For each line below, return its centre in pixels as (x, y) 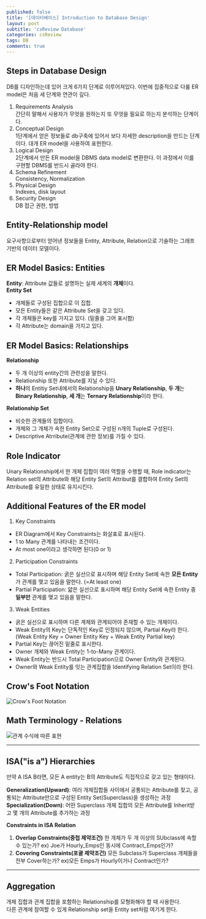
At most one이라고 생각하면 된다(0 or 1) (63, 549)
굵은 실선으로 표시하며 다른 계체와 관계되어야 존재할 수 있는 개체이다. (97, 622)
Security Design (36, 198)
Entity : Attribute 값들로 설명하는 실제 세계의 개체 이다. (71, 283)
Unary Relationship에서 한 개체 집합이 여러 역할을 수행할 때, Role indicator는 (99, 471)
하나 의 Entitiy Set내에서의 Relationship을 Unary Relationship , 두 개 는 (100, 388)
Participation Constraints (47, 561)
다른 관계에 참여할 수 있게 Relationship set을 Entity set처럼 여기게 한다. (92, 909)
